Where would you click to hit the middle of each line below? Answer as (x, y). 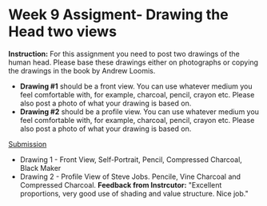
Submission (28, 144)
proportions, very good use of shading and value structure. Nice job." (134, 193)
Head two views (63, 32)
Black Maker (40, 168)
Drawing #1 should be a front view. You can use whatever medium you (136, 86)
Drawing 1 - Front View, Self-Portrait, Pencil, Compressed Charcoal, (131, 159)
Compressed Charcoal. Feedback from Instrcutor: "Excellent (121, 184)
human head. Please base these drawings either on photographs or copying (133, 62)
